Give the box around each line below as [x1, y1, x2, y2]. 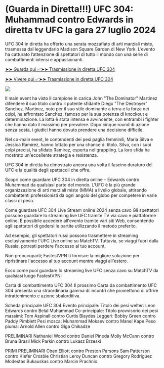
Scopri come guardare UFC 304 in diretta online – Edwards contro [5, 177, 140, 183]
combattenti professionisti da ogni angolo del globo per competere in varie [5, 192, 157, 198]
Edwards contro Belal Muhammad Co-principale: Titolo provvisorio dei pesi [5, 308, 158, 314]
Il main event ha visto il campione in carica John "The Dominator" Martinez [5, 95, 158, 101]
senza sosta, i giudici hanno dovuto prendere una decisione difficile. [5, 127, 144, 133]
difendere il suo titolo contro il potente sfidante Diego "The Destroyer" [5, 100, 148, 106]
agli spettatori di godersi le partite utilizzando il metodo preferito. [5, 223, 137, 229]
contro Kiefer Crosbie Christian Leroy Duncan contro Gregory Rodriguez [5, 353, 152, 359]
